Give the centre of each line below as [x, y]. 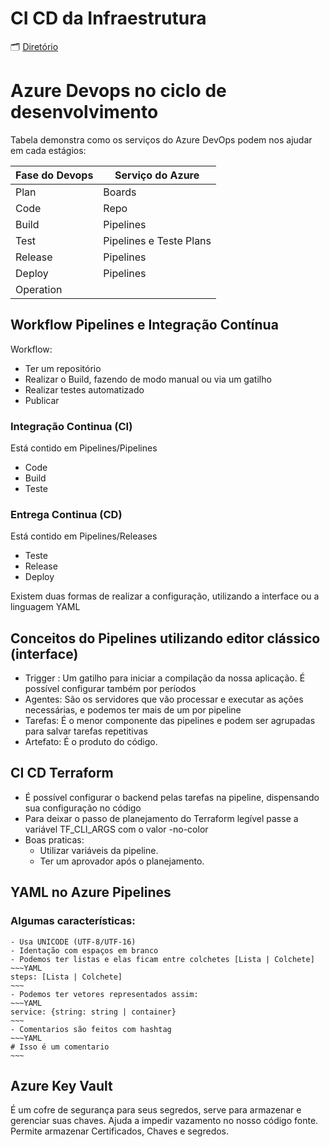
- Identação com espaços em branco [84, 950]
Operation [39, 289]
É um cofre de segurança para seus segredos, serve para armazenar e [156, 1110]
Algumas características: [73, 921]
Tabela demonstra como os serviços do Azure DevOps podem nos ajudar [161, 139]
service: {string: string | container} [93, 1012]
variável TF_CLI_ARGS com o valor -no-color [116, 829]
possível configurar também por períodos [110, 689]
